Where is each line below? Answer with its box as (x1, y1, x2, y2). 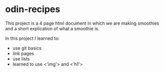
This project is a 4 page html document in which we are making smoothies (5, 20, 159, 26)
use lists (12, 55, 30, 61)
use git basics (12, 45, 42, 51)
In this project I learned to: (5, 35, 60, 41)
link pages (12, 50, 34, 56)
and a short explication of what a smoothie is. (5, 25, 100, 31)
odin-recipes (5, 4, 60, 15)
